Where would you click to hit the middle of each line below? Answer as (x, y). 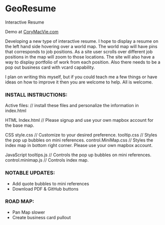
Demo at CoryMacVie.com (32, 31)
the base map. (20, 125)
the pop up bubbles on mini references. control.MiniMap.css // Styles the (79, 140)
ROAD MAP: (20, 201)
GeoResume (31, 9)
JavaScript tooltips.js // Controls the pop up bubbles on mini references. (78, 155)
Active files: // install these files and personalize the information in (72, 106)
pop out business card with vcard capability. (50, 67)
